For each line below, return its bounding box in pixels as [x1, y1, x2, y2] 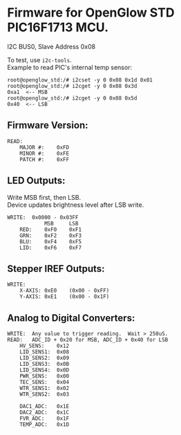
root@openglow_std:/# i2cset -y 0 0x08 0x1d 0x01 [7, 76, 153, 84]
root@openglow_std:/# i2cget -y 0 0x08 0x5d [7, 95, 137, 102]
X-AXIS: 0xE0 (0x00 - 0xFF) [19, 287, 110, 295]
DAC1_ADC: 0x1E [19, 403, 70, 410]
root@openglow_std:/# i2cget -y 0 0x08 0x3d [7, 82, 137, 89]
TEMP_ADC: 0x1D [19, 421, 70, 428]
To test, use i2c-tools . [7, 55, 73, 64]
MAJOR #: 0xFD [19, 144, 70, 151]
